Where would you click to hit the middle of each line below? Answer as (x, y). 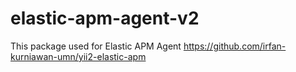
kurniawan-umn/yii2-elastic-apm (78, 56)
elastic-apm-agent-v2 (105, 18)
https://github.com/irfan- (235, 46)
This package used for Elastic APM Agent (96, 46)
